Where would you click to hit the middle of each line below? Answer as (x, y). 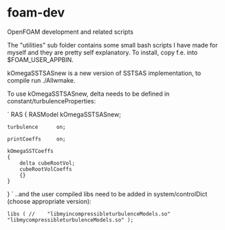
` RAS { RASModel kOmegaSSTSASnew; (64, 114)
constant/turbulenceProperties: (52, 101)
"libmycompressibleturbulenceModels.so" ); (71, 220)
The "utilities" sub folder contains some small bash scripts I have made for (112, 45)
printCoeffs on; (37, 139)
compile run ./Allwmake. (41, 80)
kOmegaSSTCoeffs (30, 151)
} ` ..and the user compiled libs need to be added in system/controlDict (107, 194)
